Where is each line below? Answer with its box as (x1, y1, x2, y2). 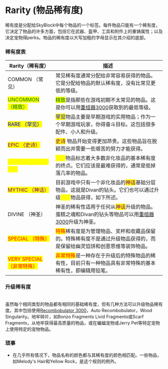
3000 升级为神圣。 (55, 218, 99, 225)
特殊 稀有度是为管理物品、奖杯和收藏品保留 (55, 228, 156, 235)
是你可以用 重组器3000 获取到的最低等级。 (55, 104, 154, 111)
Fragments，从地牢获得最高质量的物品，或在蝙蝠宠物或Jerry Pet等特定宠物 (5, 319, 160, 325)
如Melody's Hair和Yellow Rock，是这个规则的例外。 (12, 358, 119, 364)
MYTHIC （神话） (7, 186, 49, 193)
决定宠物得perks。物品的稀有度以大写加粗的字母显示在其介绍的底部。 (5, 34, 148, 40)
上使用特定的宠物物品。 (5, 326, 53, 332)
